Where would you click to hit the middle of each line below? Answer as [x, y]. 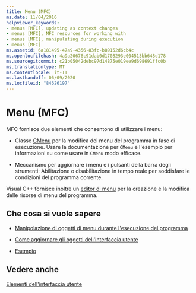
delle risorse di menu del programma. [52, 195]
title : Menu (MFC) [29, 12]
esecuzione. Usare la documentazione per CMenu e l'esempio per [94, 146]
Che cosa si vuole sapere [53, 214]
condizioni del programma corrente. [59, 177]
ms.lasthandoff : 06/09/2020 [41, 78]
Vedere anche [33, 270]
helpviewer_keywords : [33, 23]
